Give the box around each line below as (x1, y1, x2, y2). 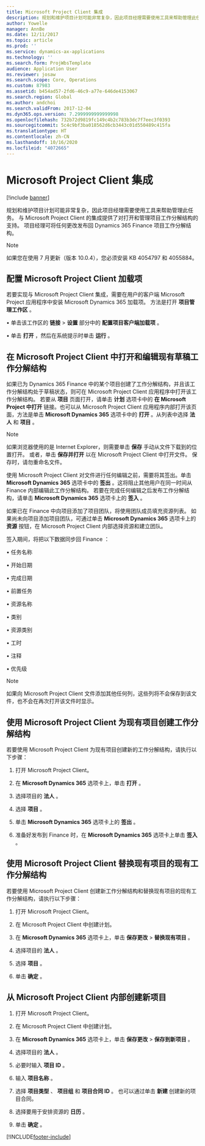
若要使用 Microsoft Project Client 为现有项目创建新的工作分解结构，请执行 (6, 746, 192, 753)
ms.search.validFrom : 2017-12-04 (6, 105, 92, 112)
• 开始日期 (6, 562, 32, 569)
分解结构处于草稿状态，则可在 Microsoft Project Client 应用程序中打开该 (11, 388, 192, 395)
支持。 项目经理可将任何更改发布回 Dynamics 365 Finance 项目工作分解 (6, 221, 186, 229)
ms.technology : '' (6, 54, 53, 60)
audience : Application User (6, 65, 78, 72)
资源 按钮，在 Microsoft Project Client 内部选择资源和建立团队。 (6, 523, 167, 530)
